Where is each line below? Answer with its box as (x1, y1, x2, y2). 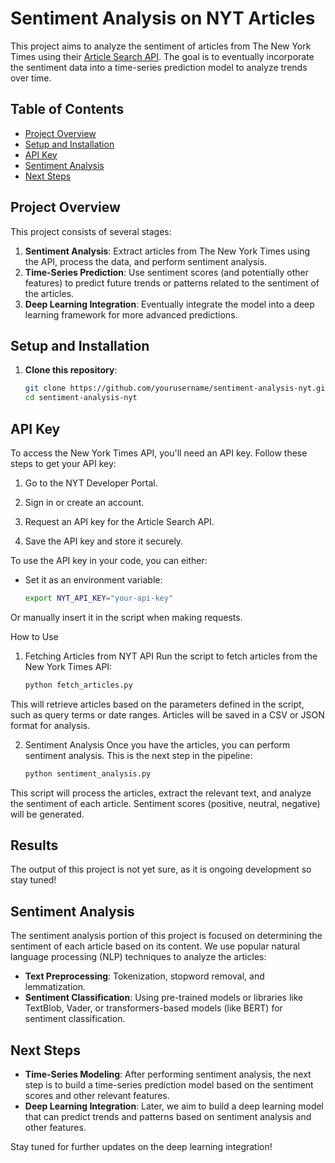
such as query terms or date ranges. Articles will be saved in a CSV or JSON (10, 708, 325, 721)
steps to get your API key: (10, 457, 117, 469)
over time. (10, 72, 52, 84)
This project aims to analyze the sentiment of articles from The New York (10, 40, 312, 52)
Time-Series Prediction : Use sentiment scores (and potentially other (24, 266, 309, 278)
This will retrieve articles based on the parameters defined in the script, (10, 698, 305, 710)
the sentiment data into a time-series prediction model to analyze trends (10, 61, 308, 73)
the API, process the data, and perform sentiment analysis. (24, 255, 268, 267)
